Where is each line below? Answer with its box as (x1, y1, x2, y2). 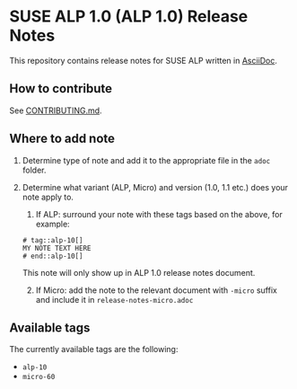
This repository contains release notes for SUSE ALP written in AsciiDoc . (9, 55, 278, 66)
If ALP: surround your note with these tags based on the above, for (35, 208, 283, 219)
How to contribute (9, 81, 113, 96)
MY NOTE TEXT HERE (22, 243, 92, 252)
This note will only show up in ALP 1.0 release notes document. (22, 267, 256, 278)
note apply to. (22, 191, 74, 202)
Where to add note (9, 131, 115, 146)
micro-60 (22, 373, 56, 382)
